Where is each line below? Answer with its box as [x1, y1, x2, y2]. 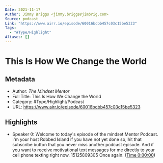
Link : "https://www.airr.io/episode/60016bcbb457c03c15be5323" [5, 21, 137, 26]
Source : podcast [5, 16, 38, 21]
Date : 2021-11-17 [5, 7, 41, 12]
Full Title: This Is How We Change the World [12, 93, 102, 99]
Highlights [5, 118, 38, 127]
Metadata [5, 75, 35, 83]
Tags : [5, 26, 16, 30]
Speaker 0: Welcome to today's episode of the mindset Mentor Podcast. [12, 131, 159, 137]
